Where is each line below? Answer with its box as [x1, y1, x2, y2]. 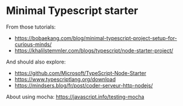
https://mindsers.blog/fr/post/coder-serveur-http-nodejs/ [14, 82, 153, 89]
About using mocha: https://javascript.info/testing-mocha [6, 93, 144, 100]
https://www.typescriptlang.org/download [14, 76, 116, 83]
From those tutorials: [6, 23, 56, 30]
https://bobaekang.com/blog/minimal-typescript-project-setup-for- [14, 34, 177, 41]
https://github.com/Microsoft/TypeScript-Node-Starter [14, 69, 147, 76]
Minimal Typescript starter [6, 4, 139, 17]
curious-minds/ [14, 41, 52, 48]
